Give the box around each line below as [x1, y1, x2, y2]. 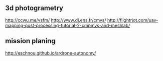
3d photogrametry [5, 4, 63, 12]
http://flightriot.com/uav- [107, 17, 159, 23]
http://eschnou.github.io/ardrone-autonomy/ [5, 50, 96, 56]
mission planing [5, 37, 56, 45]
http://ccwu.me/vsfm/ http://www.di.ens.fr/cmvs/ [5, 17, 106, 23]
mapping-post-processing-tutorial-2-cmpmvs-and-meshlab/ [5, 22, 131, 28]
